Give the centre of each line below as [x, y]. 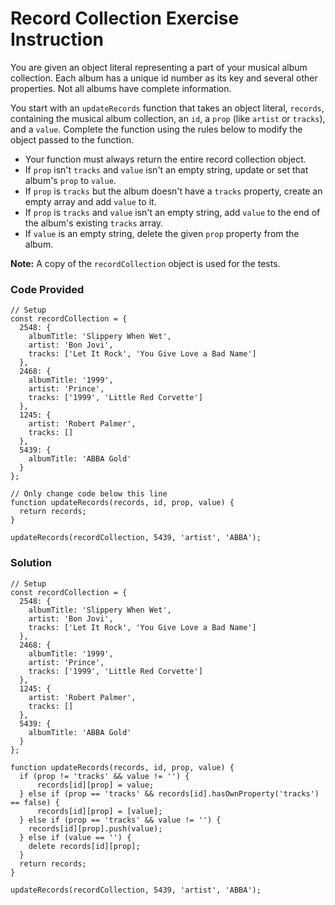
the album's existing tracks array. [94, 223]
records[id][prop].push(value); [95, 828]
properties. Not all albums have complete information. [121, 88]
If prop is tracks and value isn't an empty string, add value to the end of [172, 212]
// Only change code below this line [89, 494]
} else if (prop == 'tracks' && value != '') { [120, 820]
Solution [31, 563]
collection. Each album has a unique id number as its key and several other [164, 78]
